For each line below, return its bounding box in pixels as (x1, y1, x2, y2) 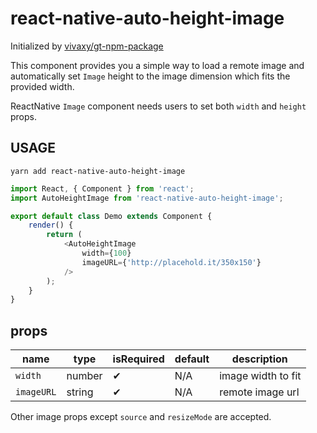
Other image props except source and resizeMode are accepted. (10, 411, 272, 423)
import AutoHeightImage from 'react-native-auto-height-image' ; (10, 193, 284, 203)
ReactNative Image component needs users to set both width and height (10, 100, 307, 112)
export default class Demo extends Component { (10, 211, 213, 221)
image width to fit (219, 369, 302, 383)
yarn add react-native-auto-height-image (10, 166, 186, 176)
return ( (46, 230, 83, 240)
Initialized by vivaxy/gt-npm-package (10, 40, 164, 52)
